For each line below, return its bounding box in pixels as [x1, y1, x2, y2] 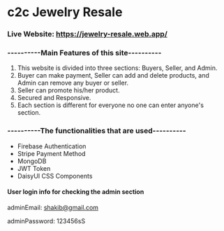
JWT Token [17, 164, 51, 172]
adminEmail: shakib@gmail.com [7, 203, 99, 211]
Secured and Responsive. [17, 94, 91, 102]
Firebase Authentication [17, 141, 87, 150]
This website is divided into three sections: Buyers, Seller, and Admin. [17, 64, 218, 72]
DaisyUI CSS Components [17, 171, 93, 180]
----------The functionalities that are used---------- [7, 126, 186, 136]
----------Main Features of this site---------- [7, 48, 162, 58]
